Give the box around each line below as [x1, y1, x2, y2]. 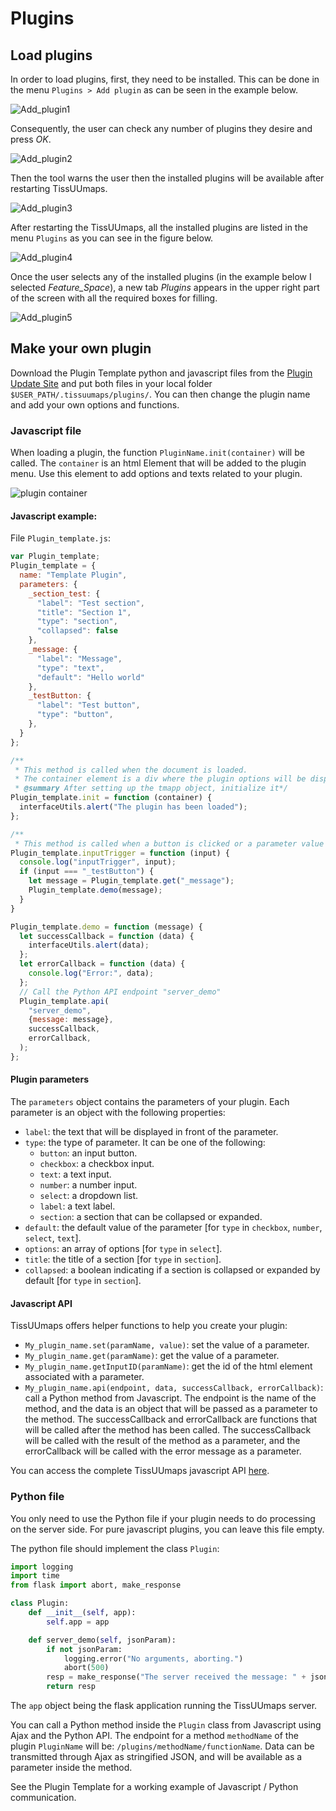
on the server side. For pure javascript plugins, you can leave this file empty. [10, 1523, 325, 1535]
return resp [46, 1682, 97, 1692]
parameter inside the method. [10, 1762, 133, 1774]
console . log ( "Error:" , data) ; [28, 968, 155, 979]
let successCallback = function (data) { [19, 931, 195, 941]
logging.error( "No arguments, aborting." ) [63, 1653, 244, 1664]
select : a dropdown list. [39, 1190, 139, 1202]
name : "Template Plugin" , [19, 570, 128, 581]
